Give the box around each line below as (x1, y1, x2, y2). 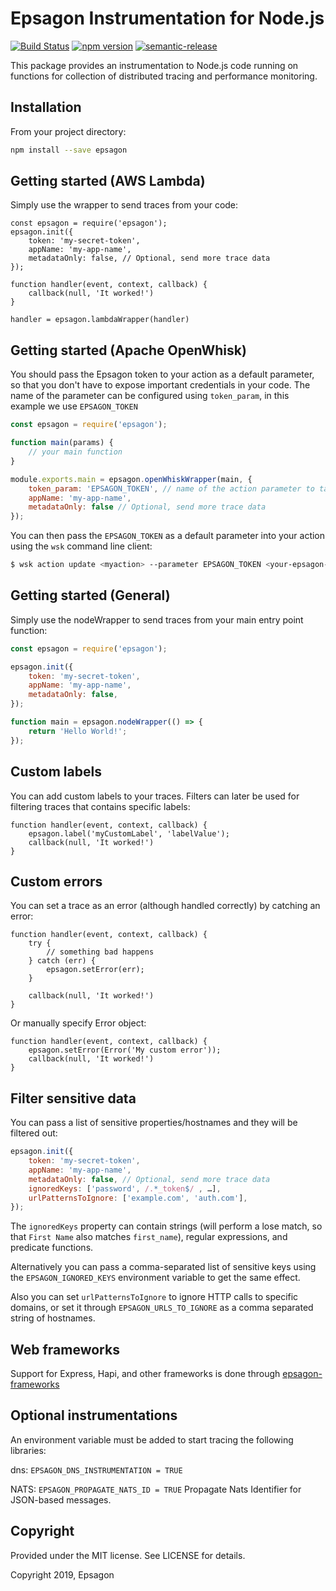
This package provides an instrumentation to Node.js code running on (10, 59, 299, 71)
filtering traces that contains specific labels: (10, 800, 191, 812)
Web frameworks (10, 1341, 120, 1358)
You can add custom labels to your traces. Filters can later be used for (10, 790, 300, 802)
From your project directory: (10, 125, 127, 137)
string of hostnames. (10, 1312, 96, 1324)
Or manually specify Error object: (10, 1017, 147, 1029)
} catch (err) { (28, 956, 97, 966)
